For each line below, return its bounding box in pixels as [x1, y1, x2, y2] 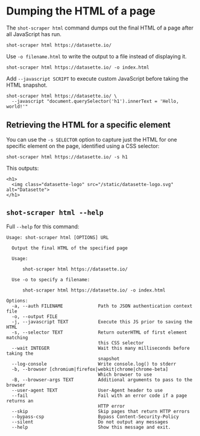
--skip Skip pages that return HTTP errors [11, 408, 190, 414]
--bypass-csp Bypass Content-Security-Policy [11, 414, 180, 420]
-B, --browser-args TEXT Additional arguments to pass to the [11, 376, 193, 383]
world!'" [6, 104, 28, 110]
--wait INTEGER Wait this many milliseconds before [11, 345, 190, 351]
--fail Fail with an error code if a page [11, 393, 187, 399]
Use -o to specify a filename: [11, 276, 90, 282]
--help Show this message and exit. [11, 424, 171, 430]
